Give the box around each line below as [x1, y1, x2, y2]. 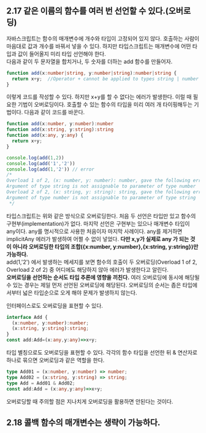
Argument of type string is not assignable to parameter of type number [6, 183, 196, 190]
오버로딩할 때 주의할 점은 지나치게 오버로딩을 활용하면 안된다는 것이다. [6, 397, 174, 405]
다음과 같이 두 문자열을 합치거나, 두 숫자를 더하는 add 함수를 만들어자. [6, 58, 173, 65]
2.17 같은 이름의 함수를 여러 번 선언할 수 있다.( [6, 6, 169, 17]
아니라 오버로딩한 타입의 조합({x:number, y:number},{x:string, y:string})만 [12, 243, 199, 250]
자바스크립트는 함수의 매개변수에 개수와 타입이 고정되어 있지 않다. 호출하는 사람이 [6, 34, 200, 42]
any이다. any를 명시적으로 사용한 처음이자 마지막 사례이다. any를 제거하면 [6, 228, 183, 235]
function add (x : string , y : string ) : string [6, 126, 114, 133]
